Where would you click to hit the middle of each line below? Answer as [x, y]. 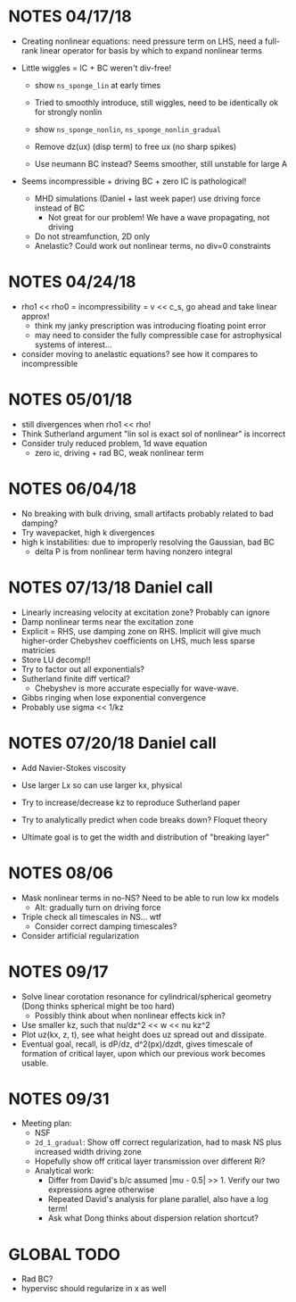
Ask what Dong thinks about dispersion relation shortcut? [153, 1218]
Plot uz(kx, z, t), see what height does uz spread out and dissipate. [144, 1034]
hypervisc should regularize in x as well [94, 1289]
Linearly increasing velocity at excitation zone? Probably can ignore [145, 612]
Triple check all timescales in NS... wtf [91, 916]
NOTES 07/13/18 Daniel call [111, 587]
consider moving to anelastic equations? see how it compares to [140, 353]
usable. [35, 1063]
